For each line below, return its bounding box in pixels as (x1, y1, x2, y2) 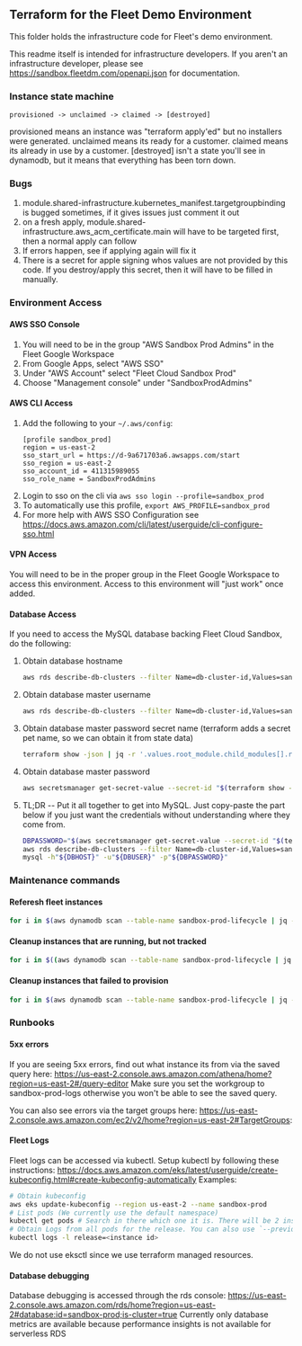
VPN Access (9, 548, 58, 560)
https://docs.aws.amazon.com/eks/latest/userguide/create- (57, 1164, 279, 1175)
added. (9, 588, 36, 599)
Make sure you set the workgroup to (129, 1078, 265, 1089)
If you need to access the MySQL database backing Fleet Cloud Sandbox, (9, 628, 283, 639)
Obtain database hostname (22, 655, 123, 666)
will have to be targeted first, (173, 227, 280, 237)
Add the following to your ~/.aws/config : (22, 417, 173, 428)
